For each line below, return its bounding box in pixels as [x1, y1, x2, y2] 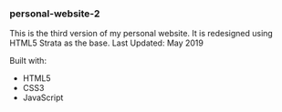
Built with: [9, 56, 47, 66]
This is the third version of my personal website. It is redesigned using [9, 28, 274, 39]
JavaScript [22, 92, 64, 103]
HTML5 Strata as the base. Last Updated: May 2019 [9, 37, 204, 48]
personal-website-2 [9, 7, 100, 20]
